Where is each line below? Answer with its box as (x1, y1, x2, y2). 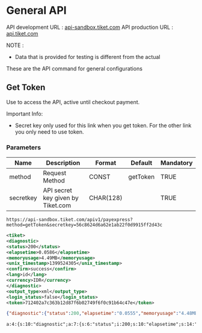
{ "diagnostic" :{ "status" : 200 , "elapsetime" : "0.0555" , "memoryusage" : (6, 311, 179, 317)
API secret (43, 186, 72, 195)
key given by (43, 194, 79, 202)
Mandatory (160, 159, 193, 167)
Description (46, 159, 81, 167)
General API (6, 4, 67, 17)
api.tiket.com (6, 30, 38, 37)
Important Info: (6, 110, 43, 117)
